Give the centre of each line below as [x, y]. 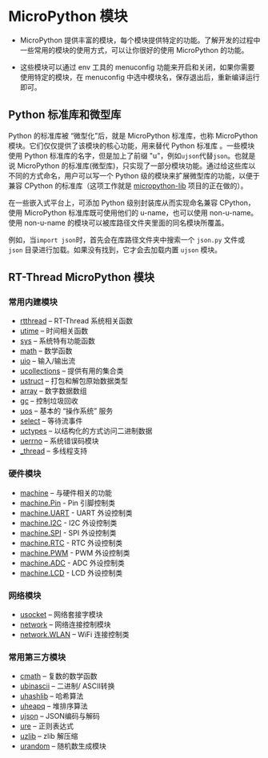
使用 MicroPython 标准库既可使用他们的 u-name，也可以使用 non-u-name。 [133, 212]
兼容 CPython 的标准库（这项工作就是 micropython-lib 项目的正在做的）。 [128, 186]
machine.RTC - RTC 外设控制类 [71, 543]
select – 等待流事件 [51, 421]
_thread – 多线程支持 [54, 451]
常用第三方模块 [37, 657]
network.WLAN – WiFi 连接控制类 [74, 635]
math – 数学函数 [46, 351]
